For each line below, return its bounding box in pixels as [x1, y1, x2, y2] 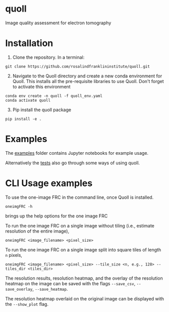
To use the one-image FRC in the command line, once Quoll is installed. [5, 194, 154, 200]
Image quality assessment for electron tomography [5, 20, 111, 26]
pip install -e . [5, 116, 42, 121]
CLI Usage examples [5, 177, 93, 189]
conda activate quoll [5, 98, 51, 103]
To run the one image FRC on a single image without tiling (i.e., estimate [5, 222, 155, 229]
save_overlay [5, 287, 33, 292]
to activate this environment [12, 83, 71, 90]
